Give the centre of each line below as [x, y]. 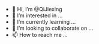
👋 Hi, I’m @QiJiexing [37, 9]
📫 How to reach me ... [40, 35]
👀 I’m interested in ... [37, 15]
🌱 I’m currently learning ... [44, 22]
